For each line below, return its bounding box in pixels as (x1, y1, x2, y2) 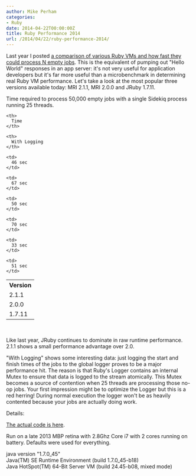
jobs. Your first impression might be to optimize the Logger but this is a (14, 386, 186, 393)
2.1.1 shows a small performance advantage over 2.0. (6, 343, 135, 349)
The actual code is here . (6, 421, 65, 428)
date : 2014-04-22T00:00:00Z (6, 25, 76, 31)
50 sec (11, 201, 28, 207)
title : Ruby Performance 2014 (6, 31, 81, 37)
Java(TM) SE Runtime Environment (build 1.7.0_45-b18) (6, 456, 139, 464)
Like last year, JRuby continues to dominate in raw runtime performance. (6, 336, 183, 344)
